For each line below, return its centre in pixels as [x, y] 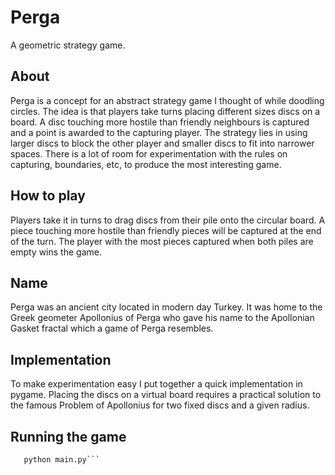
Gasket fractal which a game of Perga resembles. [112, 328]
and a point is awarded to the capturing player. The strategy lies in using [159, 132]
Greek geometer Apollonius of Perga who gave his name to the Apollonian [162, 318]
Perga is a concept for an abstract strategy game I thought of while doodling [167, 100]
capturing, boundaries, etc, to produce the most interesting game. [146, 164]
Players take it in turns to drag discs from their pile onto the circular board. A [168, 220]
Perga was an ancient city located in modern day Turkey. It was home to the [166, 307]
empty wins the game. [56, 252]
